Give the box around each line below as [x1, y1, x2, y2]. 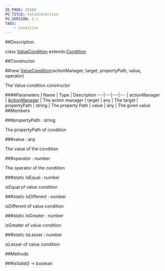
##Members [5, 108, 31, 114]
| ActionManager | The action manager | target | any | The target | [5, 97, 138, 103]
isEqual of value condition [5, 184, 58, 190]
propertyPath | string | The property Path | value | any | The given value [5, 102, 151, 108]
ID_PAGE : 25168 [5, 7, 36, 12]
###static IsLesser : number [5, 232, 63, 238]
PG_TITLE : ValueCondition [5, 12, 58, 17]
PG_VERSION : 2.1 [5, 16, 38, 21]
